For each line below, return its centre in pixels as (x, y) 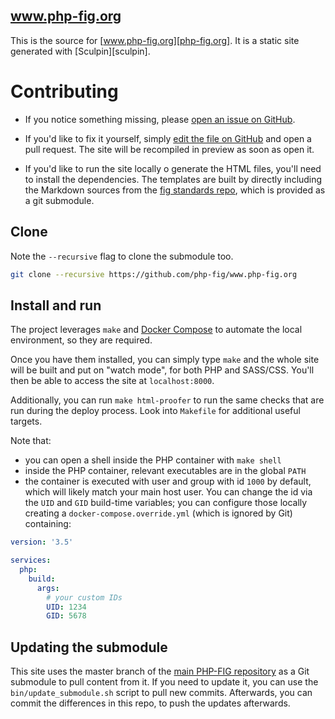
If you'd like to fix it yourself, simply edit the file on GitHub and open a (168, 138)
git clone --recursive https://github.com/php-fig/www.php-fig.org (154, 274)
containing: (48, 524)
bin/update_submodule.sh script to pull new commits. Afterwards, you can (161, 693)
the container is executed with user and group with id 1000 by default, (168, 481)
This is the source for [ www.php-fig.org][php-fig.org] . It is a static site (155, 40)
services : (31, 560)
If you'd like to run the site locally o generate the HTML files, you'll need (173, 168)
